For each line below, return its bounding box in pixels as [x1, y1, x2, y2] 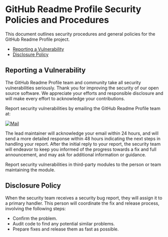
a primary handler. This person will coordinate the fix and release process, [5, 200, 160, 206]
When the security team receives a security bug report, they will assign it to [5, 195, 162, 201]
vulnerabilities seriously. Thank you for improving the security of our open [5, 85, 159, 91]
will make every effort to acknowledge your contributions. [5, 95, 125, 101]
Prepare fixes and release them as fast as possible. [12, 226, 119, 232]
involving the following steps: [5, 205, 66, 211]
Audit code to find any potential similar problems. [12, 220, 115, 226]
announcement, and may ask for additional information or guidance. [5, 151, 146, 157]
